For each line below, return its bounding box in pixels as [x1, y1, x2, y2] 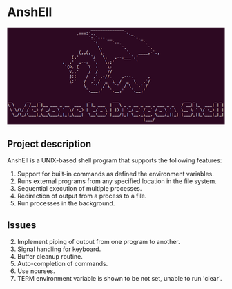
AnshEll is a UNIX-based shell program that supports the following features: [7, 156, 222, 165]
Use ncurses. [17, 267, 55, 275]
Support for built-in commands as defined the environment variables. [17, 170, 214, 178]
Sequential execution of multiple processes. [17, 185, 142, 193]
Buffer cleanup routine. [17, 252, 83, 261]
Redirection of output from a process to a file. [17, 192, 147, 201]
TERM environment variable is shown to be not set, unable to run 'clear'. [17, 274, 222, 283]
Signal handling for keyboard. [17, 245, 101, 253]
